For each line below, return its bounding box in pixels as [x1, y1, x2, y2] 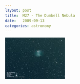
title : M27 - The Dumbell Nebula [5, 13, 76, 18]
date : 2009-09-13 [5, 18, 45, 23]
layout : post [5, 8, 32, 13]
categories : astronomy [5, 23, 51, 28]
